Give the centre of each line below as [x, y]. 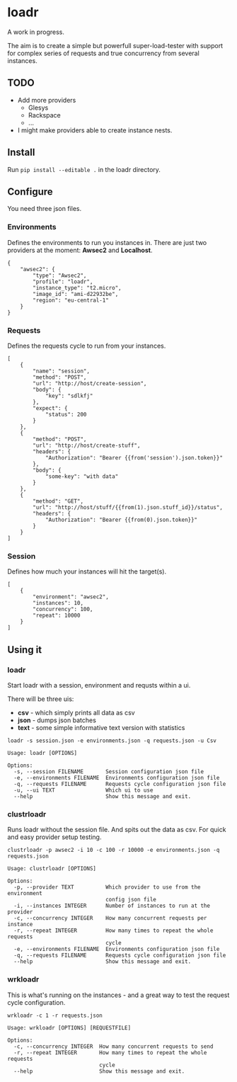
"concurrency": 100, [63, 610]
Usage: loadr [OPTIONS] [42, 753]
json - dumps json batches [57, 720]
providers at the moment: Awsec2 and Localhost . [80, 250]
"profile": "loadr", [63, 281]
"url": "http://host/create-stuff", [87, 445]
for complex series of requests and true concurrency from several [103, 53]
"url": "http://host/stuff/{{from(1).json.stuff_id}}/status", [128, 507]
